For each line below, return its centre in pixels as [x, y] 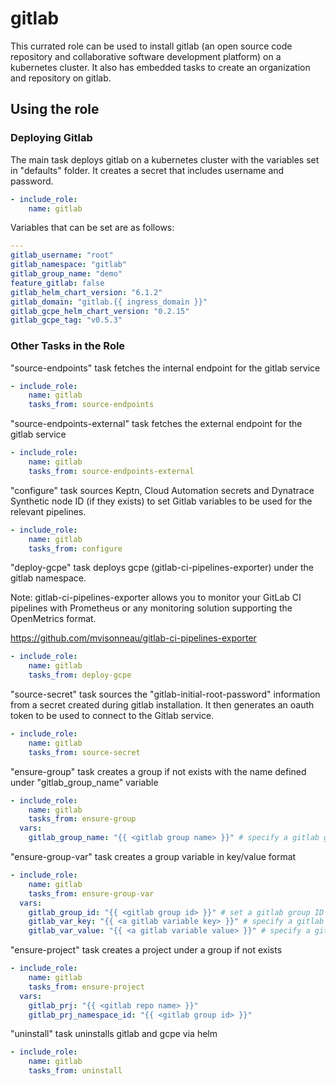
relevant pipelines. [48, 511]
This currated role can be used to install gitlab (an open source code [151, 46]
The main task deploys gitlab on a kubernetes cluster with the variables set [165, 159]
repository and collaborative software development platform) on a [146, 56]
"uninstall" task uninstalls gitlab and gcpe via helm [114, 1034]
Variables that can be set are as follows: [92, 228]
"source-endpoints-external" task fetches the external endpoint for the [156, 424]
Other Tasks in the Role [68, 346]
